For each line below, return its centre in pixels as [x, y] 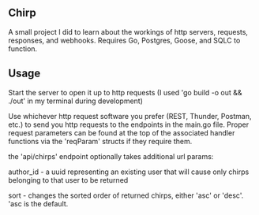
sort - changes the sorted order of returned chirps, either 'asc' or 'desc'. [126, 195]
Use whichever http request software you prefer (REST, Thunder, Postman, [130, 116]
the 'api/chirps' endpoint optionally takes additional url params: [111, 156]
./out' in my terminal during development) [76, 101]
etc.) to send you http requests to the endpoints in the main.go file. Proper [129, 124]
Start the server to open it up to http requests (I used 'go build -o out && [125, 92]
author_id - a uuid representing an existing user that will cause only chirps [129, 172]
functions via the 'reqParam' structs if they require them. [100, 141]
